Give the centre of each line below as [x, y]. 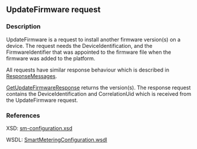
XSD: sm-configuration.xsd [39, 128]
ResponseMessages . [32, 76]
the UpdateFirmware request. [42, 100]
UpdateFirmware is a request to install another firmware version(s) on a [93, 39]
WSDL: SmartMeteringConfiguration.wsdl [57, 140]
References [23, 115]
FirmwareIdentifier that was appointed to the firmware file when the [89, 52]
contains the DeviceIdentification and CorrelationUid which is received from [99, 93]
